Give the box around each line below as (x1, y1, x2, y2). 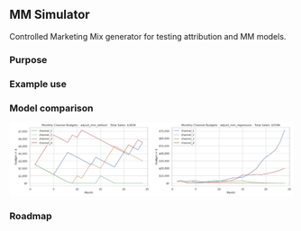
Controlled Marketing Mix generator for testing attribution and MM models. (9, 31, 287, 41)
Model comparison (9, 102, 94, 114)
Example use (9, 77, 68, 90)
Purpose (9, 53, 48, 66)
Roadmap (9, 210, 52, 223)
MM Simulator (9, 7, 90, 22)
